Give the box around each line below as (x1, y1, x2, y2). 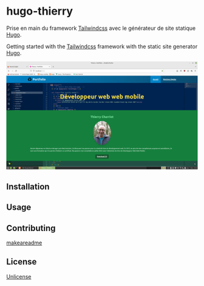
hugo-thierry (6, 4, 73, 18)
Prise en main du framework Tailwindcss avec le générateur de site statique (6, 24, 196, 32)
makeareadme (6, 239, 42, 246)
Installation (6, 181, 50, 191)
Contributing (6, 223, 56, 233)
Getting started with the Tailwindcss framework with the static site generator (6, 43, 198, 50)
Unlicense (6, 273, 32, 280)
